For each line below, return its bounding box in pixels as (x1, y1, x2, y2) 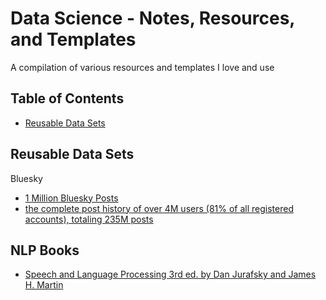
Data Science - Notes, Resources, (10, 7, 295, 30)
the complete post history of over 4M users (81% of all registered (24, 202, 294, 214)
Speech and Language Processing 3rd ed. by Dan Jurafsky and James (24, 268, 317, 281)
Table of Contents (10, 90, 125, 107)
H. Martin (24, 279, 64, 291)
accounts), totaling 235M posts (24, 213, 154, 225)
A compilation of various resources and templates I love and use (10, 61, 275, 73)
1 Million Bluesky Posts (24, 192, 119, 204)
